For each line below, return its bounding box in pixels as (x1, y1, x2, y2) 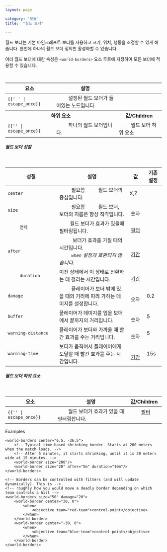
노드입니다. (71, 102, 96, 109)
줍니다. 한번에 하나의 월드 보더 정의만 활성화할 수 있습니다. (5, 46, 118, 52)
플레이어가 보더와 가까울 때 (59, 326, 118, 333)
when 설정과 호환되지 (71, 252, 117, 259)
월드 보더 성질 (5, 144, 31, 150)
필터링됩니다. (59, 228, 88, 235)
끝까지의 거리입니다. (69, 317, 114, 324)
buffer (7, 314, 23, 319)
